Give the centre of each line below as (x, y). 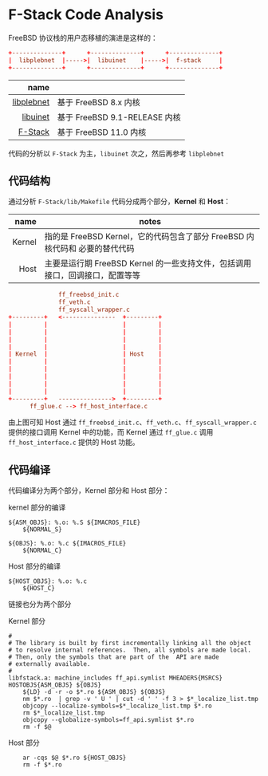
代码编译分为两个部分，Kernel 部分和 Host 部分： (89, 490)
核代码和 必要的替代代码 (89, 249)
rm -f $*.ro (42, 765)
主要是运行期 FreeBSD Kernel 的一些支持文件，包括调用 (148, 263)
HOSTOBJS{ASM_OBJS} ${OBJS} (55, 685)
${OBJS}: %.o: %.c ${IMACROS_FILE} (67, 544)
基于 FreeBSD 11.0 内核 (102, 132)
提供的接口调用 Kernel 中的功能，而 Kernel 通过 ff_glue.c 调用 (111, 432)
